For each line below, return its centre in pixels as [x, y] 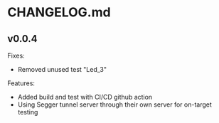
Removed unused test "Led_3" [62, 69]
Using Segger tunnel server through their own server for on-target [114, 105]
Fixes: [16, 55]
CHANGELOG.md [59, 12]
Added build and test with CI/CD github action [85, 97]
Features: [21, 83]
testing [28, 112]
